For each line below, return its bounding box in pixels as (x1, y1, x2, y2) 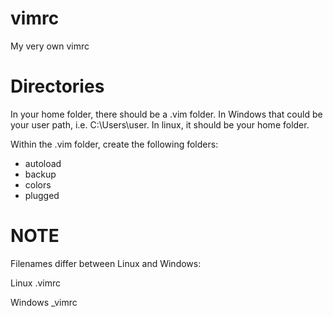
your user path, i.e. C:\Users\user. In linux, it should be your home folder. (10, 118, 310, 131)
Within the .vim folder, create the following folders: (10, 138, 219, 150)
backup (24, 168, 57, 180)
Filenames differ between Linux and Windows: (10, 257, 202, 269)
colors (24, 178, 52, 191)
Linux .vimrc (10, 277, 62, 289)
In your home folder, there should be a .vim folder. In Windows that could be (10, 108, 323, 120)
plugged (24, 189, 60, 201)
